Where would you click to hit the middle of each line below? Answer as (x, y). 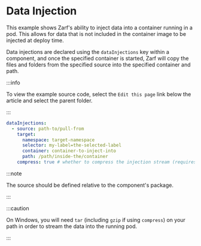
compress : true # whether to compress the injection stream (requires (107, 162)
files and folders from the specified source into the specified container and (98, 65)
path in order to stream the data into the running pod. (72, 226)
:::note (14, 173)
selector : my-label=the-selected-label (71, 145)
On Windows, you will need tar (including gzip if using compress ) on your (96, 220)
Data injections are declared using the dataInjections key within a (88, 51)
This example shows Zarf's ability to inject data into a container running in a (99, 28)
